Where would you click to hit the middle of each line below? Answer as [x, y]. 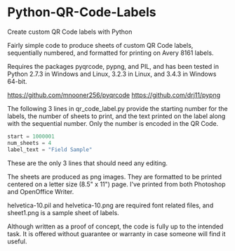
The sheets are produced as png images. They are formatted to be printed [115, 176]
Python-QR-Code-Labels [82, 12]
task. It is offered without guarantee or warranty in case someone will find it [116, 233]
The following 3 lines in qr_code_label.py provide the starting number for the [117, 108]
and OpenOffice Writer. [41, 191]
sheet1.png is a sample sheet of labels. [63, 212]
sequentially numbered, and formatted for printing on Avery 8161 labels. [110, 53]
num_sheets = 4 [29, 143]
